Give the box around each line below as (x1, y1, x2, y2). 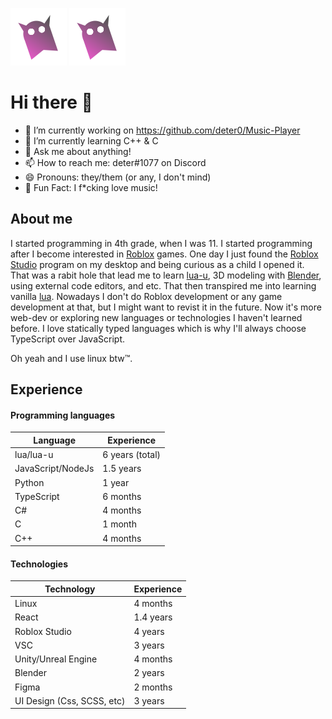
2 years (133, 667, 165, 679)
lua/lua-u (14, 449, 54, 461)
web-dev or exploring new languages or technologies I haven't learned (10, 311, 303, 323)
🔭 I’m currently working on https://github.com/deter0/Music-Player (24, 124, 301, 136)
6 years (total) (102, 449, 162, 461)
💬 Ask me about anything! (24, 145, 132, 157)
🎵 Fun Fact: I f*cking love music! (24, 181, 158, 193)
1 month (102, 518, 137, 530)
